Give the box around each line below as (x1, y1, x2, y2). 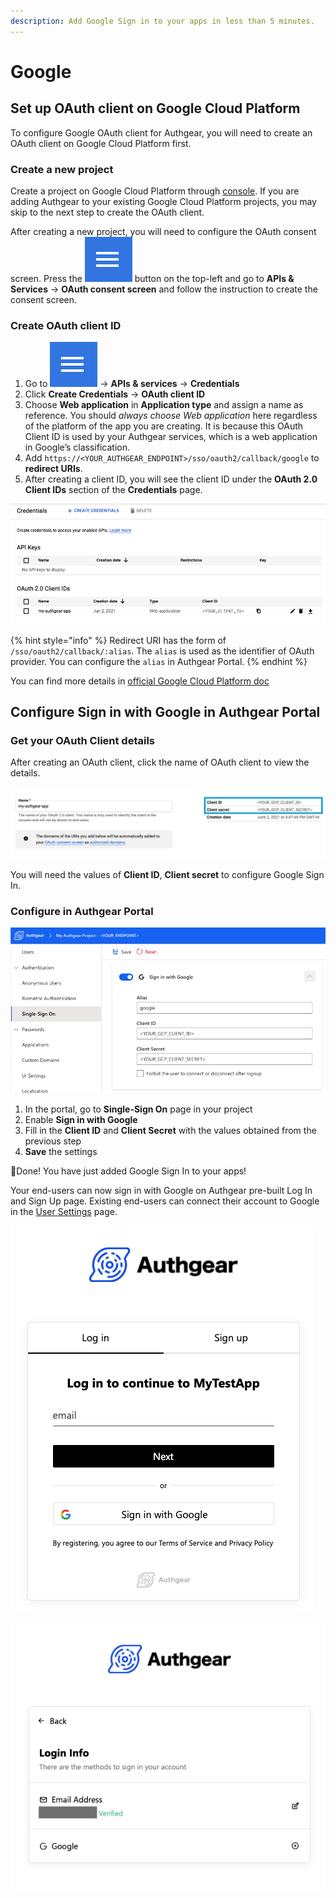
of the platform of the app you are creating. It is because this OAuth (24, 420, 304, 432)
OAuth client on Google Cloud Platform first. (10, 137, 192, 149)
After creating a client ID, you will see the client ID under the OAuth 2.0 (24, 473, 318, 485)
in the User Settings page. (10, 1206, 118, 1218)
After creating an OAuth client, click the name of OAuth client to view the (10, 756, 310, 769)
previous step (24, 1135, 82, 1147)
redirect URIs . (24, 463, 83, 475)
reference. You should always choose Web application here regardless (24, 410, 318, 422)
